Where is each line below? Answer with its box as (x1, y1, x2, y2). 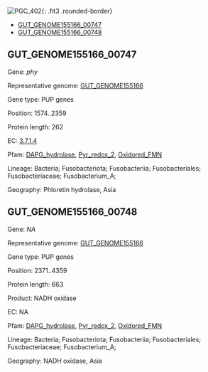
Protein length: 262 (7, 122, 64, 131)
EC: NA (7, 307, 28, 316)
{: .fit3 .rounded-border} (41, 7, 113, 15)
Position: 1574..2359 (7, 109, 67, 117)
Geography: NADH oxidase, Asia (7, 356, 103, 365)
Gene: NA (7, 225, 36, 233)
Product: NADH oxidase (7, 294, 77, 302)
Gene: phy (7, 68, 38, 76)
